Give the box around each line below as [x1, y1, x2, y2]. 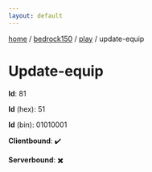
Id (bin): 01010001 [8, 120, 68, 129]
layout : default [8, 11, 63, 20]
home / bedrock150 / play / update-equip [8, 34, 145, 43]
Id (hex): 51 [8, 104, 46, 113]
